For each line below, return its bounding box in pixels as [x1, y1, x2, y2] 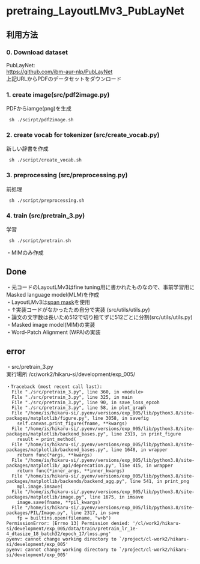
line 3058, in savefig [92, 415, 149, 421]
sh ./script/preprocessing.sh [8, 197, 85, 204]
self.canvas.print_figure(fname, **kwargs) [17, 420, 128, 426]
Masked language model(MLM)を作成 [6, 291, 100, 298]
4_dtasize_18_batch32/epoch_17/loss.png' [6, 530, 112, 537]
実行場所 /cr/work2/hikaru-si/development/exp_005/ [6, 371, 136, 378]
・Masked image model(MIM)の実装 [6, 321, 95, 328]
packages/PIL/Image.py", [6, 509, 68, 516]
